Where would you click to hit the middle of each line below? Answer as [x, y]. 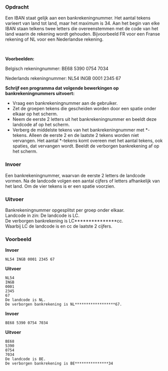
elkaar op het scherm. [35, 114]
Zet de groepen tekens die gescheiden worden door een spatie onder [84, 109]
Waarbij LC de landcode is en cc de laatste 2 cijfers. [59, 226]
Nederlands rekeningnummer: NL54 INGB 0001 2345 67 [63, 79]
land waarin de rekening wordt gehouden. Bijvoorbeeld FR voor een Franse [83, 34]
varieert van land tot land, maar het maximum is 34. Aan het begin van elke [82, 23]
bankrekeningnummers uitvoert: [40, 94]
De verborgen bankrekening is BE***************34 [59, 363]
